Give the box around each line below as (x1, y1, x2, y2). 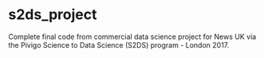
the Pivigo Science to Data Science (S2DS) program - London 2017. (8, 40, 230, 49)
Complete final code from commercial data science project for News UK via (8, 32, 257, 41)
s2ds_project (8, 6, 97, 24)
